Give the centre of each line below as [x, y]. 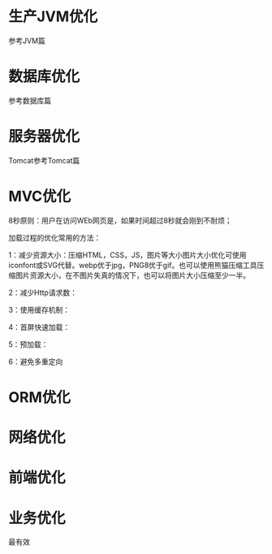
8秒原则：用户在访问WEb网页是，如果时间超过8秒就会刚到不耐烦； [121, 220]
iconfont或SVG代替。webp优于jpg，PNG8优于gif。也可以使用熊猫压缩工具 [133, 265]
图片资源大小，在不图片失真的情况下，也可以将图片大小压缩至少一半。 [132, 275]
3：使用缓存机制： [39, 309]
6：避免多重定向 [36, 361]
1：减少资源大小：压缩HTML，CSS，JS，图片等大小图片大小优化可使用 [127, 255]
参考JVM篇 [27, 41]
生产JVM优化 [53, 17]
